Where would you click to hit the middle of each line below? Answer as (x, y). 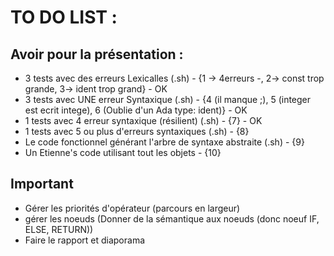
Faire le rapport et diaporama (85, 240)
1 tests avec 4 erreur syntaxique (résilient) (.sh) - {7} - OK (143, 120)
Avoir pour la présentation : (97, 54)
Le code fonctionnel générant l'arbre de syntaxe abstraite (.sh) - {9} (164, 142)
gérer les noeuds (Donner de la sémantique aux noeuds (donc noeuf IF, (172, 218)
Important (42, 184)
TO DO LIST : (64, 17)
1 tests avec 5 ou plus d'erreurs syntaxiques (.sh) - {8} (137, 131)
